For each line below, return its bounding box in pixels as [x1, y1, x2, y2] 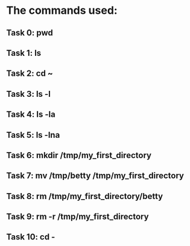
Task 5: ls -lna [6, 130, 60, 140]
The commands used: [6, 4, 118, 17]
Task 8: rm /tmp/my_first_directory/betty [6, 191, 163, 201]
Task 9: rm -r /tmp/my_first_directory [6, 212, 149, 222]
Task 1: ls [6, 48, 42, 58]
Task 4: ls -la [6, 109, 55, 120]
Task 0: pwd [6, 28, 53, 38]
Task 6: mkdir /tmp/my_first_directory [6, 150, 152, 160]
